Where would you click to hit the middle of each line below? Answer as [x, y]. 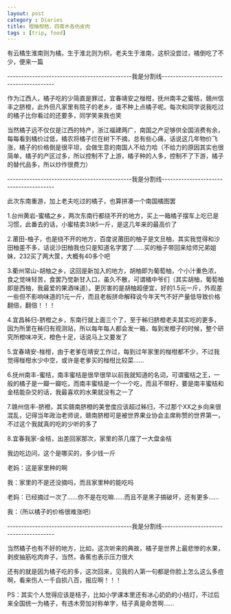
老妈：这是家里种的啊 [37, 468]
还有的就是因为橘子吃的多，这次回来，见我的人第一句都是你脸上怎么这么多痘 [115, 571]
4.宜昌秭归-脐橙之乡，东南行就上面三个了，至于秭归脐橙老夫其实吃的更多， [114, 320]
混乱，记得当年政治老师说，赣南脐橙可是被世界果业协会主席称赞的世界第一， [115, 415]
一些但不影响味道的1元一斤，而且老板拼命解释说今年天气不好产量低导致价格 [114, 297]
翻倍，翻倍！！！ [31, 305]
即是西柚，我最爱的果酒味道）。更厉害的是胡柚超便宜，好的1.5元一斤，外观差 [115, 288]
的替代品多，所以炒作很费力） [49, 165]
